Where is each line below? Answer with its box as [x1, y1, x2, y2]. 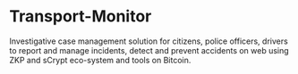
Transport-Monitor [9, 6, 152, 27]
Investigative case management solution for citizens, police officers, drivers [9, 36, 288, 46]
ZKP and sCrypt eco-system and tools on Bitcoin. [9, 54, 192, 65]
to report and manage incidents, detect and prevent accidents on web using [9, 45, 289, 55]
